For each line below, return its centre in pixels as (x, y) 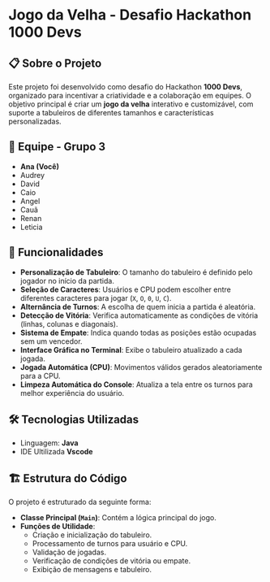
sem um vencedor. (51, 341)
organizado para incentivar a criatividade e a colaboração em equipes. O (130, 96)
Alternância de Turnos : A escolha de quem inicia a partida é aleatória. (138, 306)
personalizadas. (35, 121)
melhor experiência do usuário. (72, 393)
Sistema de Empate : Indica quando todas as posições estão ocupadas (138, 332)
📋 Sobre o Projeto (55, 63)
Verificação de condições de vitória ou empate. (111, 561)
